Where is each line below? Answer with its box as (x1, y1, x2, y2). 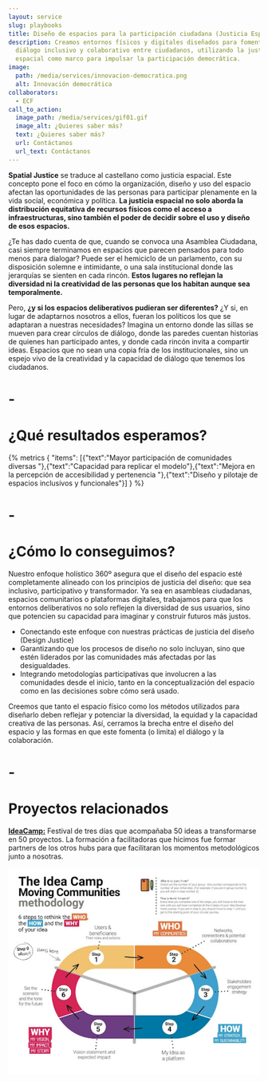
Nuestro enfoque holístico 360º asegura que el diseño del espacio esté (8, 568, 242, 578)
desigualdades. (19, 660, 71, 670)
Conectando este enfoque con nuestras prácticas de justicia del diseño (19, 627, 255, 636)
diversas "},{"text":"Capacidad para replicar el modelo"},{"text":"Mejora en (8, 461, 255, 470)
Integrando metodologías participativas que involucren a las (19, 669, 217, 678)
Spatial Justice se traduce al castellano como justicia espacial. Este (8, 170, 232, 179)
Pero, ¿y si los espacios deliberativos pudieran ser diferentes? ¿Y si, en (8, 303, 249, 313)
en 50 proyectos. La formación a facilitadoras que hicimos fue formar (8, 835, 236, 844)
